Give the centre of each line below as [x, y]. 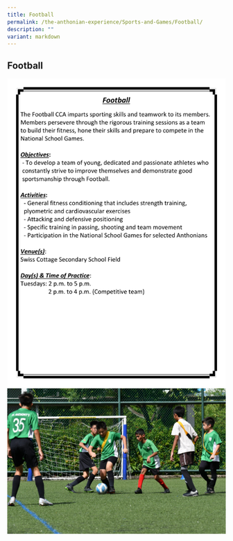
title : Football [31, 15]
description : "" [31, 29]
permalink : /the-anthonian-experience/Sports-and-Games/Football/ [105, 22]
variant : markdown [34, 37]
